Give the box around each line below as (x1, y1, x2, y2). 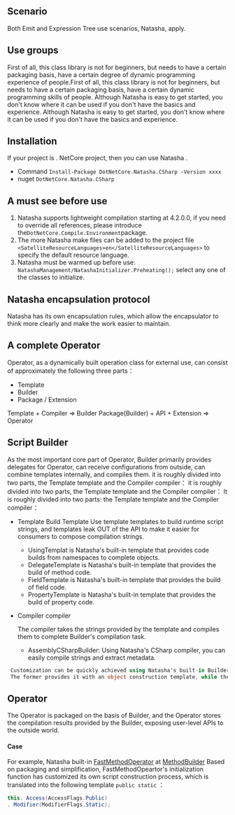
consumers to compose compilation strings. (17, 532, 145, 541)
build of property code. (27, 597, 95, 606)
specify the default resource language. (17, 251, 129, 260)
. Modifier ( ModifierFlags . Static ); (7, 801, 111, 809)
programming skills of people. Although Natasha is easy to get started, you (7, 92, 223, 101)
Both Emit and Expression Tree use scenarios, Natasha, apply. (7, 24, 186, 32)
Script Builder (7, 437, 69, 448)
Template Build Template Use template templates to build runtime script (17, 517, 224, 525)
